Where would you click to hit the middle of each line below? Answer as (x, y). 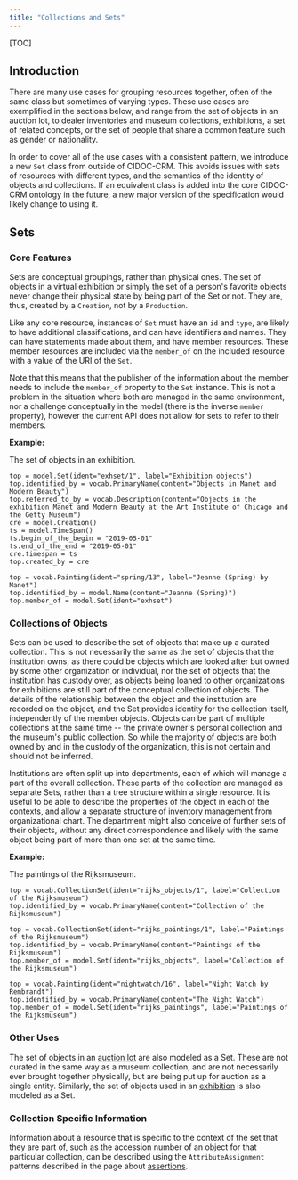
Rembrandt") (31, 992)
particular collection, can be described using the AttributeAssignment (137, 1157)
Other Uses (34, 1037)
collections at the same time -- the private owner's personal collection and (146, 728)
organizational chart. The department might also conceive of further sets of (148, 821)
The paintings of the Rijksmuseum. (72, 874)
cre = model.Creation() (53, 523)
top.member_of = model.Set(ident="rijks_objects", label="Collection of (147, 961)
